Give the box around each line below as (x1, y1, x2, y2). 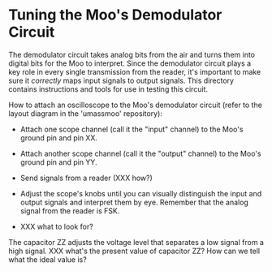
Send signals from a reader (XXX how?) (19, 173, 153, 183)
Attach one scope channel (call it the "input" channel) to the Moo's (19, 124, 244, 134)
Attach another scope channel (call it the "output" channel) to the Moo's (19, 148, 261, 158)
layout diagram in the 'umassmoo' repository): (8, 108, 162, 118)
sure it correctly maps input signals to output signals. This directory (8, 75, 234, 85)
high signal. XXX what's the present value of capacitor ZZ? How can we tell (8, 246, 261, 256)
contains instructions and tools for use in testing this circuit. (8, 84, 209, 94)
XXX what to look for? (19, 222, 93, 231)
